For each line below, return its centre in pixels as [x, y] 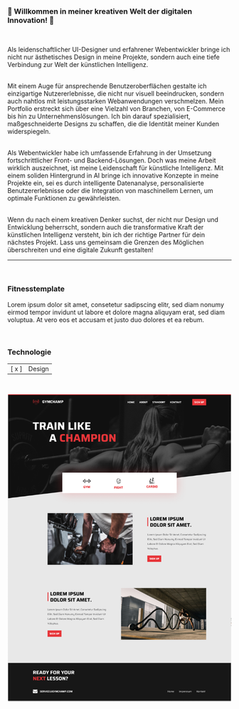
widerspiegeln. [29, 132]
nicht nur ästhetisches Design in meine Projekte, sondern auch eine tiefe [114, 57]
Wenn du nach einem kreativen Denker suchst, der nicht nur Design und [113, 219]
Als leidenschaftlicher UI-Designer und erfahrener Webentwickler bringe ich [119, 50]
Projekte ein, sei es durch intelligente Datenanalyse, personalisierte [106, 183]
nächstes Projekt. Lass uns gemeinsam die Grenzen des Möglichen [106, 242]
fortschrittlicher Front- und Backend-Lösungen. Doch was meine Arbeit [112, 160]
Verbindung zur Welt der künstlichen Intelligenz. [78, 65]
